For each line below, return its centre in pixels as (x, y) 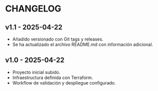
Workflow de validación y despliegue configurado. (64, 82)
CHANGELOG (33, 9)
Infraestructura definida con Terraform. (53, 77)
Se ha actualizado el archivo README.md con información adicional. (83, 44)
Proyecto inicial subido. (36, 72)
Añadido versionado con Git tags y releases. (58, 39)
